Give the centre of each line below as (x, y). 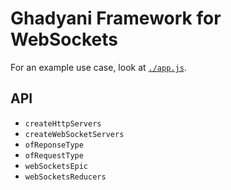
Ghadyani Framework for (116, 18)
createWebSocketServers (74, 134)
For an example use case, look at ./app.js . (98, 67)
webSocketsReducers (65, 177)
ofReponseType (54, 145)
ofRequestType (54, 155)
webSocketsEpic (56, 166)
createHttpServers (63, 123)
